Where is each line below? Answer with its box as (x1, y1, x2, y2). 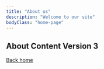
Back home (6, 57, 33, 64)
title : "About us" (6, 8, 51, 15)
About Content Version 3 (6, 41, 99, 51)
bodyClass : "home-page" (6, 19, 64, 25)
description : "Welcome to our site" (6, 14, 95, 20)
